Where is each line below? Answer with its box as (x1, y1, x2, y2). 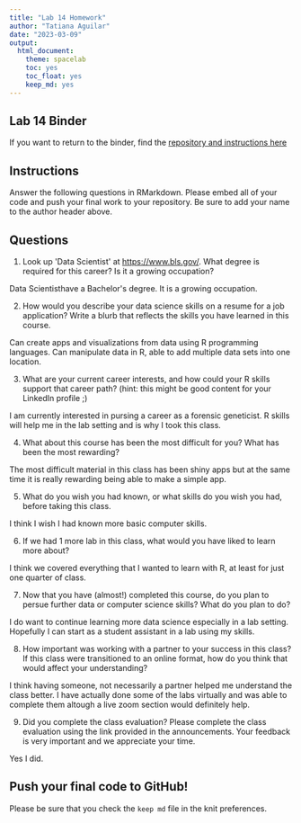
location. (9, 356, 42, 367)
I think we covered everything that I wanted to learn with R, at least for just (9, 563, 285, 574)
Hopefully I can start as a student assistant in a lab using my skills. (9, 626, 255, 637)
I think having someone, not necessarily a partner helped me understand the (9, 680, 293, 691)
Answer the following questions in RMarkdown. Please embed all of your (9, 187, 278, 198)
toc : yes (25, 64, 58, 73)
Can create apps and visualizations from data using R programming (9, 337, 259, 348)
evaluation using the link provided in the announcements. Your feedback (22, 726, 290, 738)
